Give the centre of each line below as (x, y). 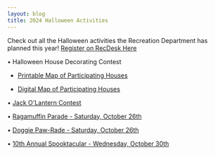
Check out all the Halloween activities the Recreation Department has (107, 40)
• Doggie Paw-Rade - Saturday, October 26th (73, 130)
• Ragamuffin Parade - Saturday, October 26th (74, 116)
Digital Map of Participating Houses (69, 89)
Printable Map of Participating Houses (72, 75)
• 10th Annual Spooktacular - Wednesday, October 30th (88, 143)
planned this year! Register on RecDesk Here (72, 48)
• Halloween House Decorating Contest (64, 61)
